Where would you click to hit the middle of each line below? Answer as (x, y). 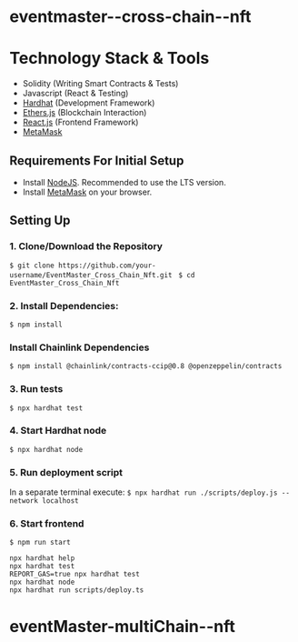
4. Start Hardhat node (58, 431)
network (24, 501)
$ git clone (32, 266)
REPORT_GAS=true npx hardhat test (75, 575)
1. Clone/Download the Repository (86, 246)
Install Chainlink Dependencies (79, 347)
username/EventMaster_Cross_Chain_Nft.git (91, 275)
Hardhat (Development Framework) (89, 103)
